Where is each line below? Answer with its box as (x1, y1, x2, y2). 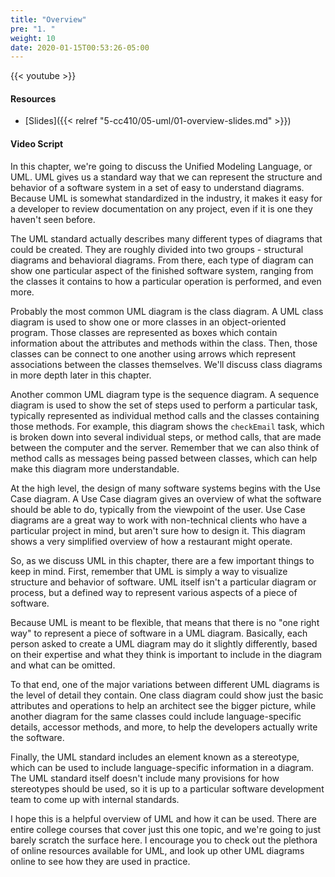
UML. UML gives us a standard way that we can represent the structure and (10, 171, 323, 183)
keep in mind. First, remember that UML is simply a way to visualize (10, 565, 288, 577)
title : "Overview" (10, 14, 87, 25)
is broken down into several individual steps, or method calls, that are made (10, 431, 322, 443)
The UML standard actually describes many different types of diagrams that (10, 232, 323, 245)
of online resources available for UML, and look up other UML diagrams (10, 844, 305, 856)
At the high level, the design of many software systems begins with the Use (10, 482, 321, 494)
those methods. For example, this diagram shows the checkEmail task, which (10, 420, 325, 432)
